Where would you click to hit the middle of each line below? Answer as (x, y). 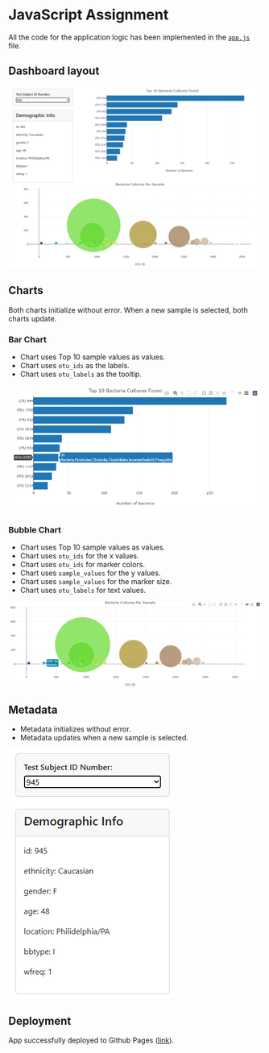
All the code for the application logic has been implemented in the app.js (129, 37)
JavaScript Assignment (89, 15)
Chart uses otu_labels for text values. (83, 591)
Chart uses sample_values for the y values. (90, 573)
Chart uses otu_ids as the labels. (75, 366)
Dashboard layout (54, 71)
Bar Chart (27, 339)
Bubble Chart (35, 529)
